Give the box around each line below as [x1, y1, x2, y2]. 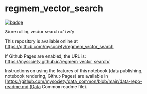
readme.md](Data [5, 83, 41, 89]
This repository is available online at [5, 38, 78, 44]
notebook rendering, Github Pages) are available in [5, 73, 108, 79]
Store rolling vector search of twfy [5, 29, 75, 34]
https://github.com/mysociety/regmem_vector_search [5, 43, 114, 49]
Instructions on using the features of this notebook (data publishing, [5, 67, 143, 74]
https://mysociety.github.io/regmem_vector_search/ [5, 58, 110, 64]
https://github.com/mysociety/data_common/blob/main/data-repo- [6, 78, 143, 84]
